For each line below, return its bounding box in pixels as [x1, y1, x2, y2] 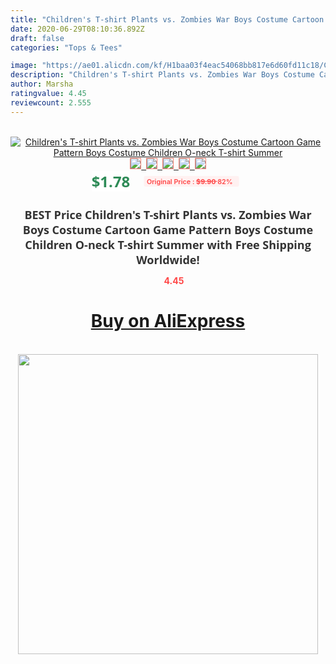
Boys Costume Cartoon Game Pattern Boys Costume [22, 221, 314, 238]
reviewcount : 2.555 [10, 97, 92, 108]
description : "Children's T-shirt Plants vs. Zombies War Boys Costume [10, 70, 315, 80]
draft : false [10, 33, 65, 43]
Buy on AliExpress [90, 310, 246, 333]
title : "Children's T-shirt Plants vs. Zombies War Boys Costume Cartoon [10, 14, 325, 25]
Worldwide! [136, 251, 200, 268]
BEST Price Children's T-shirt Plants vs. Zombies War [24, 206, 312, 223]
